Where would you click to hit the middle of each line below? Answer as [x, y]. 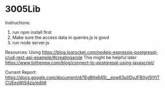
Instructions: [18, 23]
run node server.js [31, 42]
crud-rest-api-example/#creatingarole [44, 57]
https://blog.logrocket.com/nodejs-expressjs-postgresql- [100, 52]
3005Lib [23, 9]
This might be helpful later [110, 57]
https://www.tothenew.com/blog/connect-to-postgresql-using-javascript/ [80, 62]
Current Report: [21, 72]
